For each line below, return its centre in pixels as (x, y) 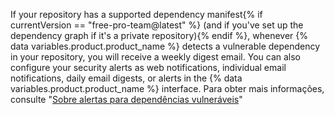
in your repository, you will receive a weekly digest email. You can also (156, 57)
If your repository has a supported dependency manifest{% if (136, 14)
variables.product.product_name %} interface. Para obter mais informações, (167, 88)
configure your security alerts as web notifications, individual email (148, 67)
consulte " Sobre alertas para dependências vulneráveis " (126, 99)
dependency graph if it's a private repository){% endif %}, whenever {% (159, 35)
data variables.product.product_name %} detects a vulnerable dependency (165, 46)
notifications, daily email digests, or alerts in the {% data (126, 78)
